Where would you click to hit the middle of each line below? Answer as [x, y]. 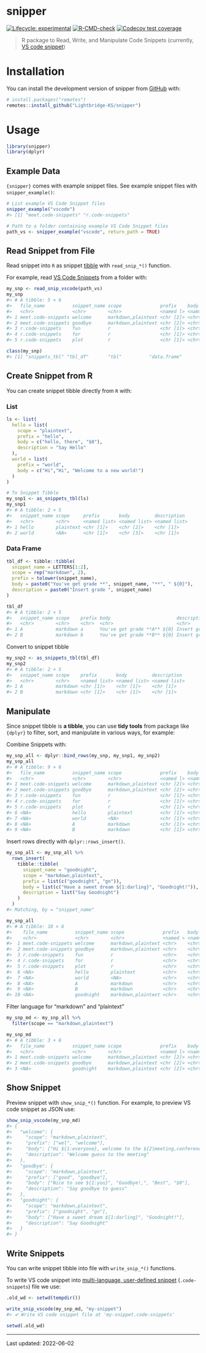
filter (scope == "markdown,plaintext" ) [63, 1024]
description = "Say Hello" [52, 448]
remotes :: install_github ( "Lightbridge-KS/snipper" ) [74, 105]
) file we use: [45, 1287]
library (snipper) [29, 146]
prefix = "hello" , [41, 436]
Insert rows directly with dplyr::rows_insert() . [66, 842]
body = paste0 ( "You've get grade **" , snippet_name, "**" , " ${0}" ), [102, 584]
